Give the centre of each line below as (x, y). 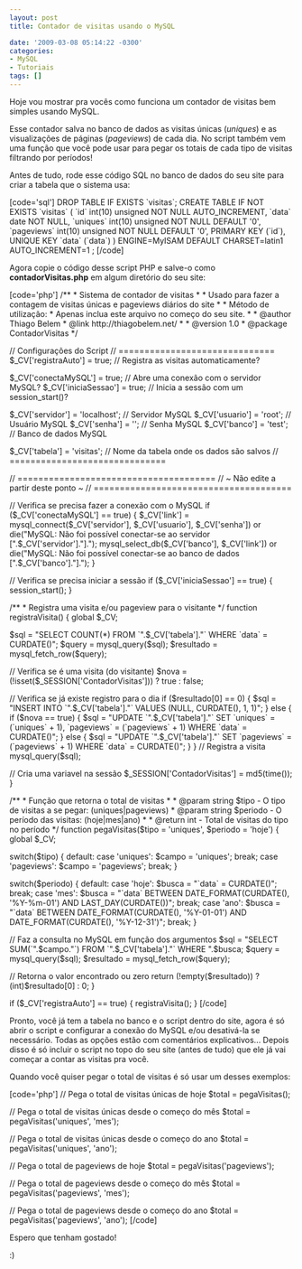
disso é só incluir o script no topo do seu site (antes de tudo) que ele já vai (148, 1050)
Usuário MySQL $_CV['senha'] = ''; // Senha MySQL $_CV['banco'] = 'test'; (149, 424)
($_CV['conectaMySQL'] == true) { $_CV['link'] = (100, 515)
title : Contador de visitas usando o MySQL (92, 26)
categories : (32, 51)
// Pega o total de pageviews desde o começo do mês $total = (125, 1183)
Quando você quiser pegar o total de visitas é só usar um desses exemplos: (150, 1077)
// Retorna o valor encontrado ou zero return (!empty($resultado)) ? (134, 975)
